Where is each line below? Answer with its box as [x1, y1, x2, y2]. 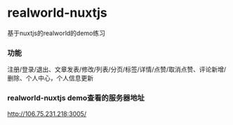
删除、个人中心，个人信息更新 [7, 74, 93, 82]
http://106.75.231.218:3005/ [7, 110, 86, 118]
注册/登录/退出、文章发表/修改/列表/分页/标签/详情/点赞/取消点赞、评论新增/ [7, 65, 227, 74]
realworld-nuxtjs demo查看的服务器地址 [7, 93, 145, 103]
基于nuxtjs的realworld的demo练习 [7, 29, 105, 37]
